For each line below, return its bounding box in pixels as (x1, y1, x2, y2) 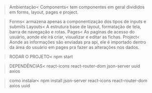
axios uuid (9, 83, 30, 89)
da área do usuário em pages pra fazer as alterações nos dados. (9, 45, 140, 50)
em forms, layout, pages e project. (9, 9, 79, 15)
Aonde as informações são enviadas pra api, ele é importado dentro (9, 39, 146, 45)
